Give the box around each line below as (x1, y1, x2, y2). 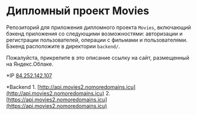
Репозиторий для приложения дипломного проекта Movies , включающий (6, 24, 192, 31)
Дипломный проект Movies (6, 4, 150, 18)
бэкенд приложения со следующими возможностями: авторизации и (6, 30, 183, 37)
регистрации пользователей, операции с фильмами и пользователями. (6, 36, 188, 43)
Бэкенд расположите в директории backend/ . (6, 43, 120, 50)
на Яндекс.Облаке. (6, 60, 53, 68)
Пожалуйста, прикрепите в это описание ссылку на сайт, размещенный (6, 54, 190, 61)
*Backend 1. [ (6, 83, 40, 90)
